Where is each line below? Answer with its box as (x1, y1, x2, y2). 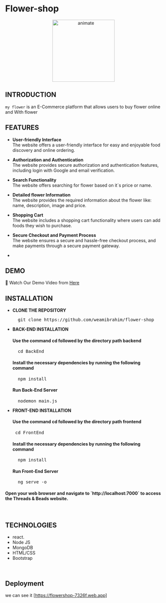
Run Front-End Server (12, 468, 59, 474)
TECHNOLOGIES (5, 521, 57, 529)
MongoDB (12, 544, 33, 551)
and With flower (5, 109, 38, 115)
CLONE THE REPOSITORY (12, 307, 66, 313)
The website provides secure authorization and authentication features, (12, 162, 159, 168)
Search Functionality (12, 177, 57, 183)
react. (12, 534, 25, 540)
